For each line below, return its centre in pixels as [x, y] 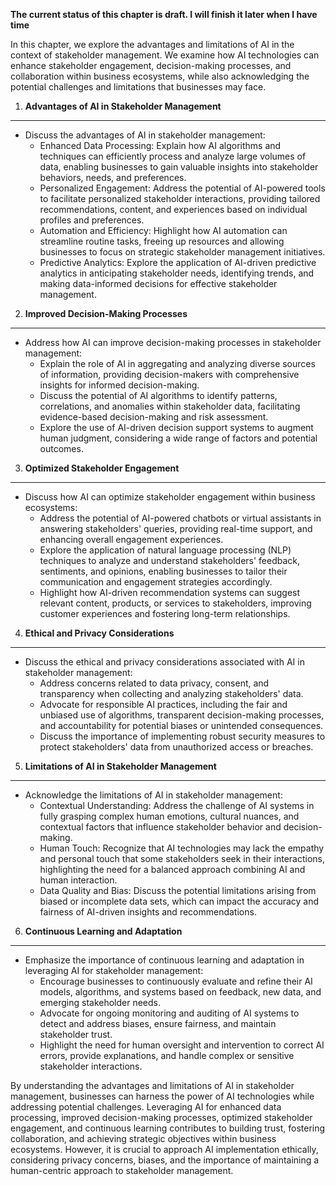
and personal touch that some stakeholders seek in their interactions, [182, 858]
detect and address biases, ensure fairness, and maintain [158, 1023]
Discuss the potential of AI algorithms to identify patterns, [158, 395]
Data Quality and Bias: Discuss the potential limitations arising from [178, 890]
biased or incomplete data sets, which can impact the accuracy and [179, 901]
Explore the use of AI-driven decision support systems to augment [176, 427]
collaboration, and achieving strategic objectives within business [143, 1138]
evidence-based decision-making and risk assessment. [154, 417]
